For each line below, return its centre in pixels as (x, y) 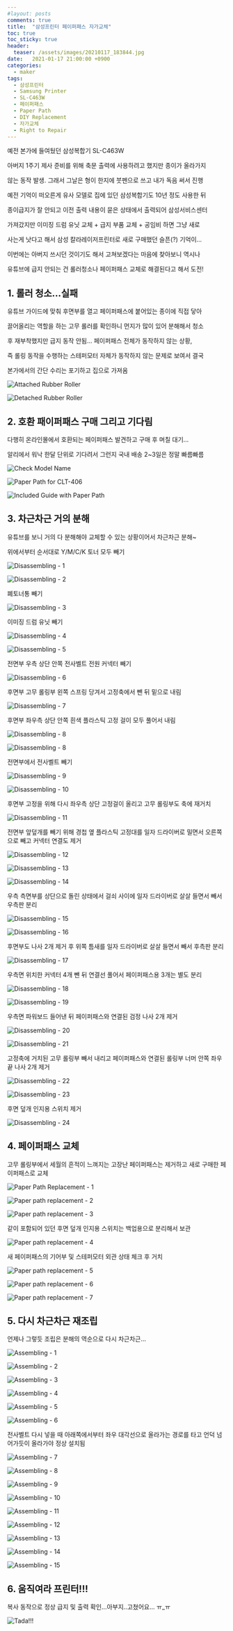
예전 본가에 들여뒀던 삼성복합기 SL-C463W (66, 151)
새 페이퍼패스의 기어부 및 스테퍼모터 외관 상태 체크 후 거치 (85, 1256)
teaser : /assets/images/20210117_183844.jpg (79, 53)
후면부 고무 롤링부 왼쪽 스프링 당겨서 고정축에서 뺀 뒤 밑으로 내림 (95, 692)
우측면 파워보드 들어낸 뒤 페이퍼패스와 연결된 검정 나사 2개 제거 (93, 1016)
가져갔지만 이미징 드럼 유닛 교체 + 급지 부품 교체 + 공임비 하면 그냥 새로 (104, 225)
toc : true (22, 33)
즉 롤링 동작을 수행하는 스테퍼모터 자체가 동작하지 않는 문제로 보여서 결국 (105, 356)
